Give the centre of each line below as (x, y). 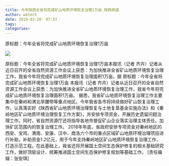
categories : (18, 29)
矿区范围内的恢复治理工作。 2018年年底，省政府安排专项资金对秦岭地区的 (86, 127)
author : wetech (21, 15)
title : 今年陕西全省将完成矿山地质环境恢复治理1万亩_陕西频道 (62, 10)
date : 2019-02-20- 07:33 (31, 19)
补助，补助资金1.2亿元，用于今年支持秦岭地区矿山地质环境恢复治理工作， (85, 140)
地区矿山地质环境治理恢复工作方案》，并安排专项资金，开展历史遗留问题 (83, 115)
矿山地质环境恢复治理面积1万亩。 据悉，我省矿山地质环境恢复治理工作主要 (86, 95)
